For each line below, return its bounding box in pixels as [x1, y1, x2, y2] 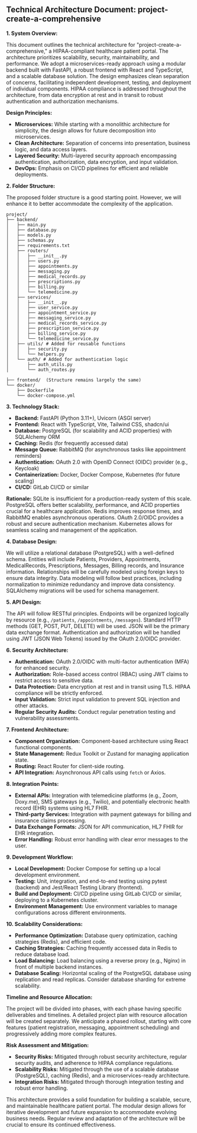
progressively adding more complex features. [6, 1030, 117, 1037]
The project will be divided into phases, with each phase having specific [6, 1005, 182, 1012]
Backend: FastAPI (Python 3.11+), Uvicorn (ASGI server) [14, 414, 151, 422]
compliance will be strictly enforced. [14, 689, 104, 697]
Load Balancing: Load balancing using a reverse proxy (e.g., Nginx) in [14, 957, 186, 964]
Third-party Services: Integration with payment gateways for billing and [14, 810, 192, 818]
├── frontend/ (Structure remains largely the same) [6, 377, 142, 383]
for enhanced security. [14, 664, 70, 671]
